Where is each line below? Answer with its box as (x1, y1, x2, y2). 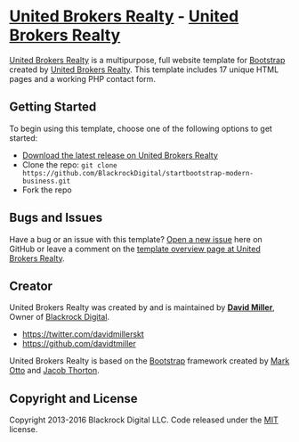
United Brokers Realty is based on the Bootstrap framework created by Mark (9, 356, 290, 366)
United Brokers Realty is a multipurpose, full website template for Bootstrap (9, 54, 286, 65)
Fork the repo (21, 184, 73, 195)
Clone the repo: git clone (21, 159, 117, 170)
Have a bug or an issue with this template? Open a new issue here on (9, 233, 263, 244)
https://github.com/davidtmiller (21, 339, 136, 349)
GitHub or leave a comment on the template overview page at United (9, 243, 261, 254)
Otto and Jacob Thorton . (9, 365, 100, 376)
